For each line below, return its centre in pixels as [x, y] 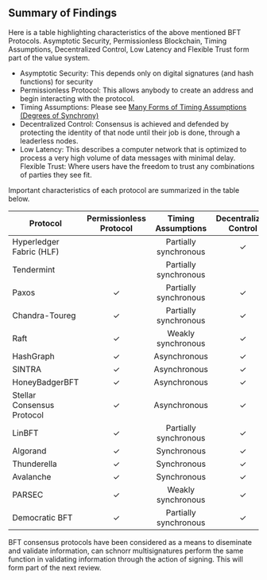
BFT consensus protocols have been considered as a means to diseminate [130, 542]
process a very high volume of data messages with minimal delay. [128, 158]
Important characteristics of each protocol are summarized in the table [124, 190]
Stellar [24, 395]
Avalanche [32, 476]
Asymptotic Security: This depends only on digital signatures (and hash [137, 73]
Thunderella [35, 464]
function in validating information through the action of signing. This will [126, 559]
